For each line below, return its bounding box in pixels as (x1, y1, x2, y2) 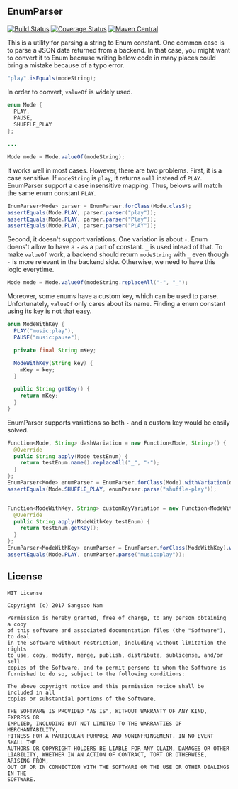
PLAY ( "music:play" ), (13, 327, 74, 334)
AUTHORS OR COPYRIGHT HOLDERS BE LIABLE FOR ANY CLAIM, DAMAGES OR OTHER (7, 745, 230, 752)
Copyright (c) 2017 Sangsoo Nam (7, 602, 103, 609)
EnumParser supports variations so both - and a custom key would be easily (7, 418, 230, 427)
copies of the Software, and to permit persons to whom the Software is (7, 664, 227, 671)
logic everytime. (7, 266, 55, 274)
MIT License (7, 589, 42, 597)
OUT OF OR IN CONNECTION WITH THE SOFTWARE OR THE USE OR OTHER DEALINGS (7, 763, 230, 771)
